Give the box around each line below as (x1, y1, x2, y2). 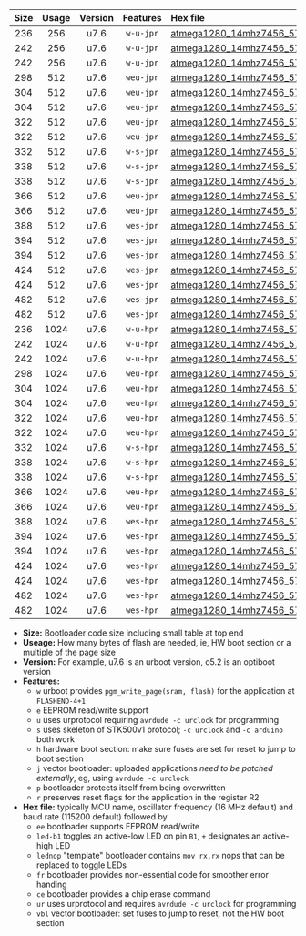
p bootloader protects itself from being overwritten (36, 782, 226, 793)
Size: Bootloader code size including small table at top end (22, 627, 244, 638)
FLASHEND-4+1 (36, 697, 87, 706)
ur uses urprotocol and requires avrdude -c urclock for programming (36, 899, 297, 909)
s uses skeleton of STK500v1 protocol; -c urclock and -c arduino (36, 724, 284, 735)
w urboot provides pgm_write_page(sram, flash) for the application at (36, 686, 295, 696)
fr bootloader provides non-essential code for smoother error (36, 870, 269, 880)
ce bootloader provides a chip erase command (36, 889, 211, 900)
